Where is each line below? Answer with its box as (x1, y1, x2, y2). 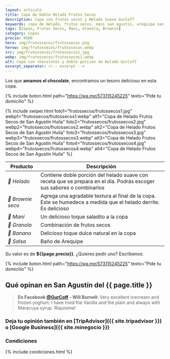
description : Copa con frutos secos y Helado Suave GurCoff (5, 17, 135, 22)
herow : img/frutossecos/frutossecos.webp (5, 45, 94, 50)
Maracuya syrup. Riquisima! (17, 304, 76, 311)
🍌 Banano (8, 230, 31, 237)
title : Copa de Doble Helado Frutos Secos (5, 12, 96, 17)
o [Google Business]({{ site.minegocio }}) (5, 324, 110, 331)
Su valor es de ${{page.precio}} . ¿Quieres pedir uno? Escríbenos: (5, 251, 144, 257)
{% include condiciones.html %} (5, 349, 73, 355)
